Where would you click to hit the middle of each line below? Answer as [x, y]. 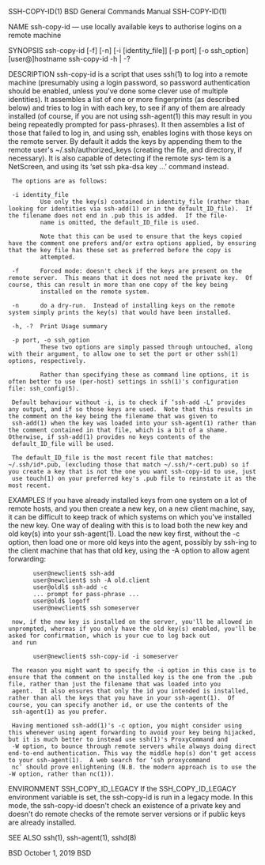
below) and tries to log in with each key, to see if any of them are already [127, 108]
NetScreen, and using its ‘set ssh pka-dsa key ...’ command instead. [119, 166]
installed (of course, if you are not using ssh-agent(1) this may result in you [130, 116]
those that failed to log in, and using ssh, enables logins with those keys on [131, 133]
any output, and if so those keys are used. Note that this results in [131, 410]
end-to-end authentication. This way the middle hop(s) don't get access [132, 754]
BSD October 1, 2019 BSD [50, 853]
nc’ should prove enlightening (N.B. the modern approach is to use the [134, 767]
